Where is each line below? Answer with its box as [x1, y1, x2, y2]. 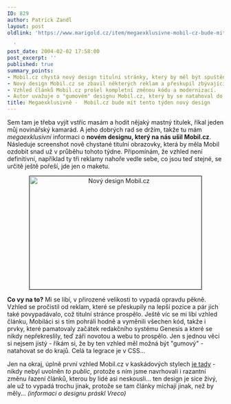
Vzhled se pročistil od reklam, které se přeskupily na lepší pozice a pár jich [7, 303, 219, 310]
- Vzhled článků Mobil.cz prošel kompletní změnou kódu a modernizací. [7, 87, 217, 94]
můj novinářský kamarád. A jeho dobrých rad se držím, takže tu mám [7, 125, 203, 134]
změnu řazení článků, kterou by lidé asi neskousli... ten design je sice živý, [7, 374, 218, 383]
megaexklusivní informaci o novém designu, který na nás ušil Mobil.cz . [7, 133, 212, 141]
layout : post [7, 23, 45, 30]
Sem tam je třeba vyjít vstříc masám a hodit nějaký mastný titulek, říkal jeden [7, 118, 224, 126]
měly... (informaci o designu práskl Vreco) [7, 390, 126, 397]
